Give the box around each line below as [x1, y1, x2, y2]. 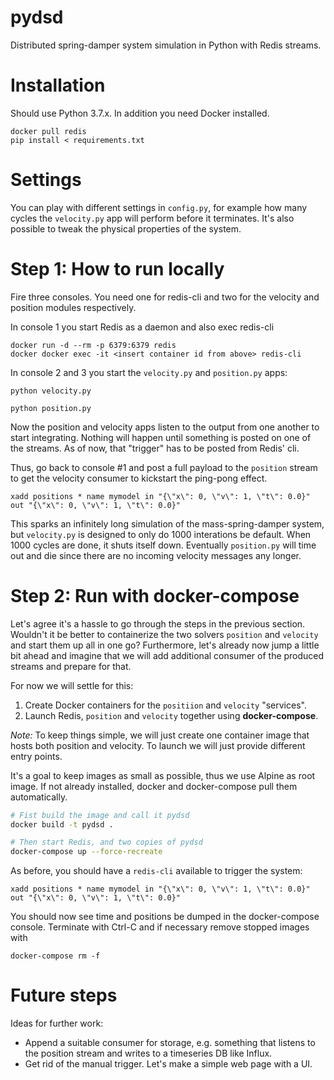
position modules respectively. [10, 301, 137, 313]
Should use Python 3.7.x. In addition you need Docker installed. [10, 107, 270, 119]
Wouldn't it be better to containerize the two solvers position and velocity [10, 628, 319, 640]
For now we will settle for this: [10, 679, 134, 691]
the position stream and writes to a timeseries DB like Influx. [24, 1047, 273, 1060]
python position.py [10, 403, 92, 413]
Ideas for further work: [10, 1017, 104, 1030]
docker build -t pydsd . [10, 819, 114, 830]
